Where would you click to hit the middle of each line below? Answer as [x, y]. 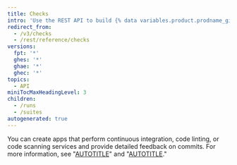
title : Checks [28, 14]
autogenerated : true [38, 118]
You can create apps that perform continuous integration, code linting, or [113, 139]
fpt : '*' [26, 54]
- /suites [28, 112]
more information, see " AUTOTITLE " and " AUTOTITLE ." [87, 154]
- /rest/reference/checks [52, 40]
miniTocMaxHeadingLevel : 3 [47, 92]
